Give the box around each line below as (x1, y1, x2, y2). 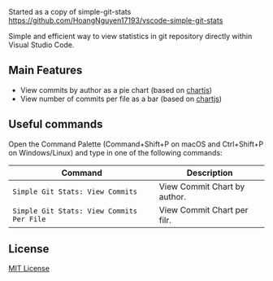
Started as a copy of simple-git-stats (8, 7, 132, 16)
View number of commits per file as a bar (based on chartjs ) (19, 94, 222, 103)
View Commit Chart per (158, 204, 249, 215)
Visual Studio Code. (8, 40, 75, 50)
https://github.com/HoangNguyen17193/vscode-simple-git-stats (8, 15, 223, 25)
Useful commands (8, 117, 103, 131)
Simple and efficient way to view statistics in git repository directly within (8, 32, 253, 41)
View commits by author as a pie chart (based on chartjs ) (19, 85, 213, 94)
